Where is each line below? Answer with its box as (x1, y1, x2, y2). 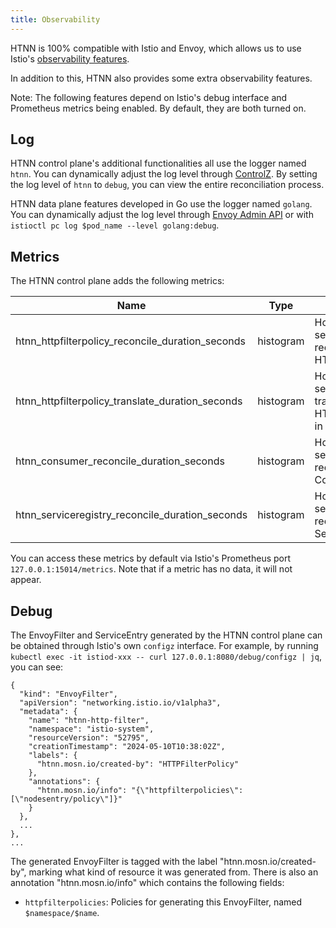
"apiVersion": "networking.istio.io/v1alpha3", (19, 698, 222, 708)
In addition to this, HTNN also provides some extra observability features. (10, 72, 313, 84)
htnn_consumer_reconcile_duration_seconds (15, 454, 225, 468)
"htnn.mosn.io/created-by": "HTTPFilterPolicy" (36, 759, 240, 770)
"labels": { (28, 751, 78, 761)
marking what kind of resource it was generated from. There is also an (28, 866, 319, 878)
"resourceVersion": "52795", (28, 733, 150, 743)
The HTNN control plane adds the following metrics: (10, 275, 225, 287)
